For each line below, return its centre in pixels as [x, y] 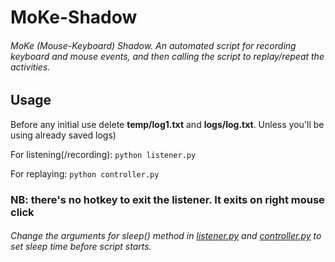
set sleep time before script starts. [81, 247]
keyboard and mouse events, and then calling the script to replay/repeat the [167, 56]
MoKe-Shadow [74, 17]
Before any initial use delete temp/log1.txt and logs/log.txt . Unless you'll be [167, 124]
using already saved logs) [63, 135]
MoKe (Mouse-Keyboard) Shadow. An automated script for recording [153, 45]
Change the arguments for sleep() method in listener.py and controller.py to [166, 236]
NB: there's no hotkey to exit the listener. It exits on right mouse [167, 199]
